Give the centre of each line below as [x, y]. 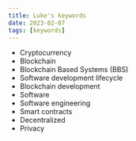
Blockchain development [60, 86]
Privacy [32, 128]
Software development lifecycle [71, 78]
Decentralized [42, 120]
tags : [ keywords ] [37, 30]
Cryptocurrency [45, 53]
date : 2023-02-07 [37, 23]
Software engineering [55, 103]
